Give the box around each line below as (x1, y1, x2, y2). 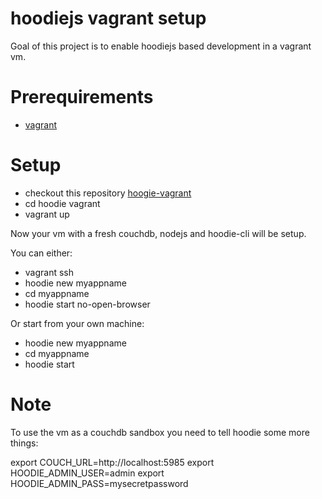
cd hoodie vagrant (24, 197, 101, 209)
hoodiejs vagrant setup (10, 7, 207, 30)
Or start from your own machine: (10, 317, 145, 329)
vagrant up (24, 208, 70, 220)
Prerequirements (10, 86, 154, 109)
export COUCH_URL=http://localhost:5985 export (10, 456, 215, 468)
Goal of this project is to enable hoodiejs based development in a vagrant (10, 40, 312, 52)
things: (10, 437, 39, 449)
